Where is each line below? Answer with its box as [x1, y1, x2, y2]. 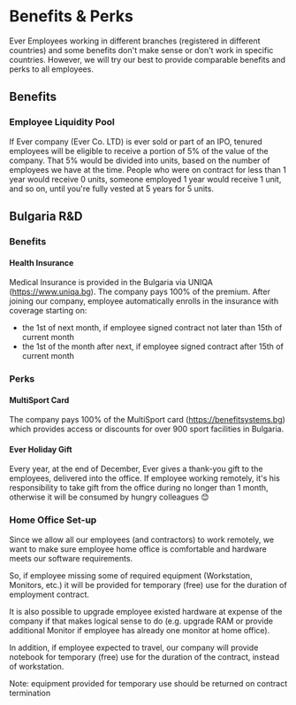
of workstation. [9, 661, 65, 671]
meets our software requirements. [9, 553, 133, 563]
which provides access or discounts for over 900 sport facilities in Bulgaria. [9, 423, 285, 435]
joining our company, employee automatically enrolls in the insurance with [9, 296, 279, 306]
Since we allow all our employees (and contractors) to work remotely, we [9, 534, 275, 545]
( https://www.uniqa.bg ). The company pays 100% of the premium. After [9, 286, 271, 298]
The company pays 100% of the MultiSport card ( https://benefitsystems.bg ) [9, 414, 285, 425]
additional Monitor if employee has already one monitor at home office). [9, 624, 270, 635]
